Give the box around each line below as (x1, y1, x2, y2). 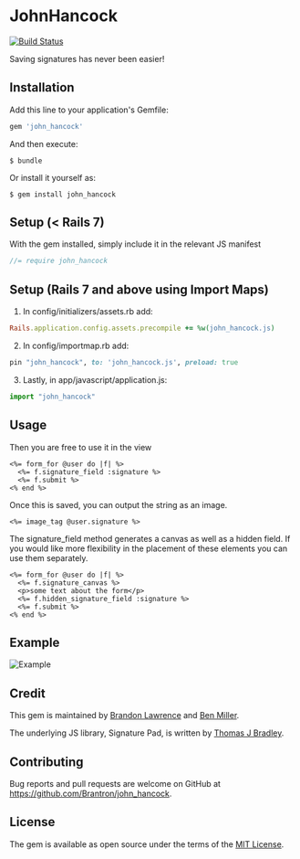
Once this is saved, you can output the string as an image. (9, 499, 228, 510)
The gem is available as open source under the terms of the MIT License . (9, 838, 284, 850)
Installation (9, 80, 75, 96)
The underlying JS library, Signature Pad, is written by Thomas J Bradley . (9, 727, 284, 738)
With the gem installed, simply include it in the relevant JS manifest (9, 239, 262, 249)
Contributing (9, 754, 84, 769)
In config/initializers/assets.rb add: (22, 306, 153, 317)
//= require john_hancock (9, 257, 108, 266)
